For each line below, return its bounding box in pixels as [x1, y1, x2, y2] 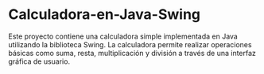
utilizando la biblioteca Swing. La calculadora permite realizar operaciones [8, 39, 252, 49]
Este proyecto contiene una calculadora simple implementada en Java [8, 31, 239, 41]
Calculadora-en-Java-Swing [8, 6, 201, 24]
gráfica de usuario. [8, 57, 70, 66]
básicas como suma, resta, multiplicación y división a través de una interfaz [8, 48, 257, 57]
